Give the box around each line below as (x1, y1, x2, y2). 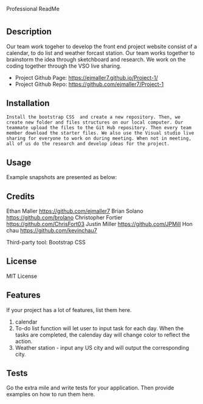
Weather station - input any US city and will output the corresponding (15, 344, 190, 351)
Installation (6, 98, 50, 108)
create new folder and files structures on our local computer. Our (6, 119, 184, 126)
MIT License (6, 272, 38, 280)
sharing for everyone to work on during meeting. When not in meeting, (6, 135, 191, 142)
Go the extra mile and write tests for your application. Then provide (6, 384, 174, 392)
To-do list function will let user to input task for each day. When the (15, 324, 184, 331)
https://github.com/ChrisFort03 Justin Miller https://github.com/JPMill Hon (6, 221, 193, 228)
